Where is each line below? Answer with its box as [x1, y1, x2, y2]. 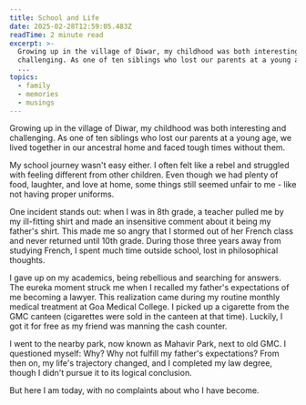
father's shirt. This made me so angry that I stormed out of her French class [9, 226, 294, 237]
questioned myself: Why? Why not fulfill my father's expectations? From [9, 348, 280, 359]
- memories [17, 89, 59, 98]
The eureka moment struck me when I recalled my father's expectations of [9, 282, 290, 293]
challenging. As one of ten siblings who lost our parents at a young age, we [9, 133, 292, 144]
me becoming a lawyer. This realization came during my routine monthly [9, 292, 280, 303]
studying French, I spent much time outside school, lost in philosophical [9, 245, 279, 256]
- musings [17, 97, 55, 107]
